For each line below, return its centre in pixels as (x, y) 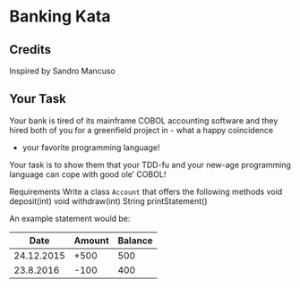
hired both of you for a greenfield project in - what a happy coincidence (141, 130)
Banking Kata (60, 17)
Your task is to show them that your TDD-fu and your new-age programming (150, 165)
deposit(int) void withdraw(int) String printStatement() (108, 201)
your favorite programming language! (91, 147)
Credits (30, 50)
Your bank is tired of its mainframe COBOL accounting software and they (144, 120)
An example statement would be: (70, 218)
